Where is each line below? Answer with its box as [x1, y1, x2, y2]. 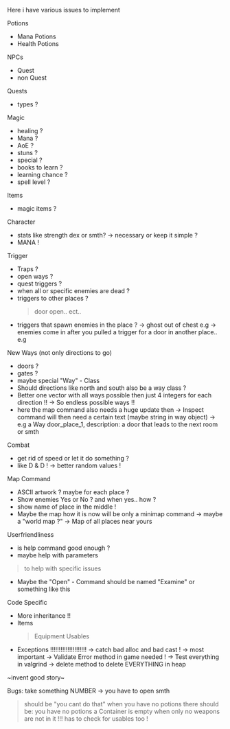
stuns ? [16, 149, 38, 157]
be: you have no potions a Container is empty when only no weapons [23, 707, 220, 715]
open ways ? [16, 273, 54, 280]
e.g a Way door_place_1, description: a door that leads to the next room [16, 420, 218, 428]
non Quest [16, 73, 47, 82]
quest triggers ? [16, 279, 62, 288]
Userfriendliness [7, 531, 54, 538]
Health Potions [16, 40, 60, 47]
